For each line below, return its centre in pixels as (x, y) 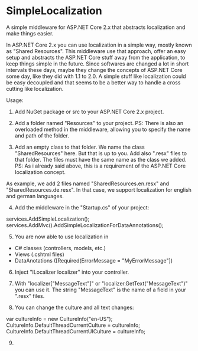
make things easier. (30, 33)
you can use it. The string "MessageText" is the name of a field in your (100, 290)
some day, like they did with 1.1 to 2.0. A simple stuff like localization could (96, 76)
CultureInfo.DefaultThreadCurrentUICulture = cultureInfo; (76, 331)
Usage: (15, 100)
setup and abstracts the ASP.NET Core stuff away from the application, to (96, 57)
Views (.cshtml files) (40, 254)
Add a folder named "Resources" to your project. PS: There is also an (99, 123)
